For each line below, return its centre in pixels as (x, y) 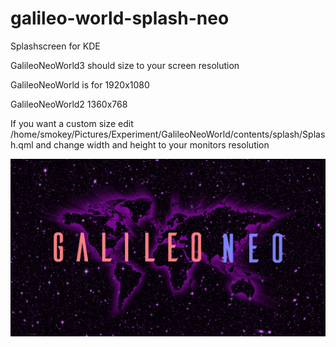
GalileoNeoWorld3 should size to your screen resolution (125, 65)
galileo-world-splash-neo (120, 18)
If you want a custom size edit (72, 123)
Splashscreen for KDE (55, 46)
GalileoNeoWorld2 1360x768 (69, 104)
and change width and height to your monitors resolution (152, 144)
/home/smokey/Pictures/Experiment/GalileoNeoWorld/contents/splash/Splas (168, 134)
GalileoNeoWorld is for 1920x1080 (80, 84)
